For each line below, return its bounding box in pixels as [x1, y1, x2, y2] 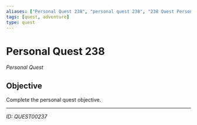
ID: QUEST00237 [6, 113, 47, 120]
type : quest [6, 19, 35, 25]
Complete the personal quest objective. [6, 96, 101, 103]
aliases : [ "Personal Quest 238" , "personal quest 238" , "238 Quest [6, 8, 175, 15]
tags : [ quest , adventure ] [6, 14, 69, 20]
